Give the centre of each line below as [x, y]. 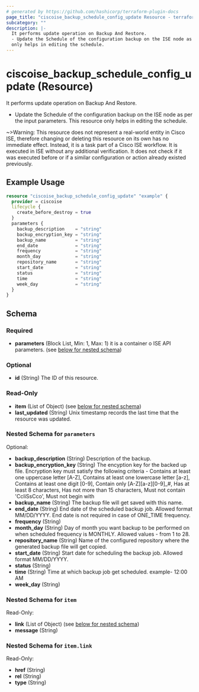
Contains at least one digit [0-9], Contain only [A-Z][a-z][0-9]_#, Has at [102, 483]
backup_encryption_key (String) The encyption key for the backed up [101, 464]
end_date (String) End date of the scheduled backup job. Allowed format [103, 509]
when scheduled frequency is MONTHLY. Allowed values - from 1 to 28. [102, 534]
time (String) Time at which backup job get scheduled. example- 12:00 [101, 572]
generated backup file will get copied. [61, 546]
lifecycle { [26, 207]
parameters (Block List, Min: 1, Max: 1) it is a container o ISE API [93, 343]
